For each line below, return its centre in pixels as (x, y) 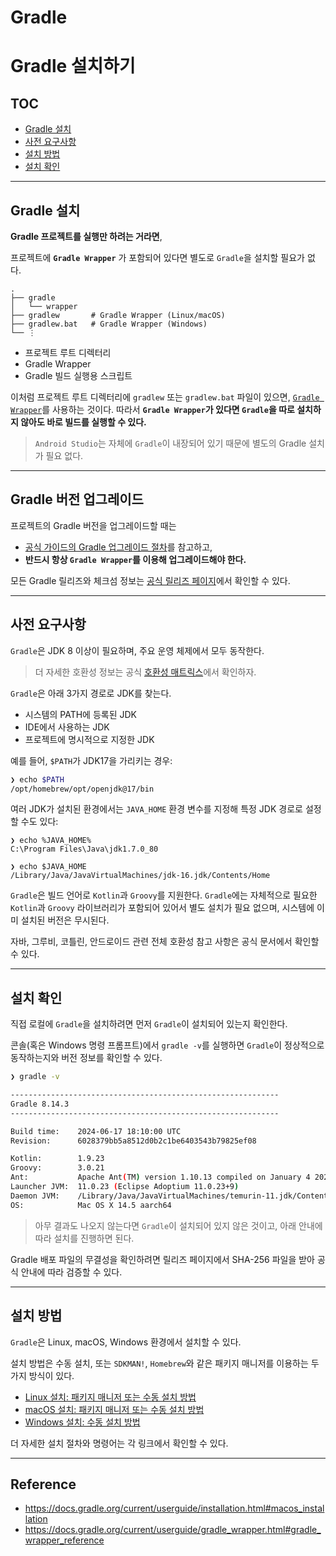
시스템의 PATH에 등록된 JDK (80, 714)
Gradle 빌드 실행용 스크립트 (78, 375)
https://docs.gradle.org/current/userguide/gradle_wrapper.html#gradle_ (173, 1530)
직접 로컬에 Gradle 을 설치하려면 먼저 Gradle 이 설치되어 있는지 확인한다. (149, 1024)
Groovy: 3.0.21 (57, 1168)
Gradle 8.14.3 (40, 1104)
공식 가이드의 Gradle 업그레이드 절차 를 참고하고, (118, 547)
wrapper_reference (64, 1540)
